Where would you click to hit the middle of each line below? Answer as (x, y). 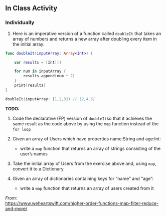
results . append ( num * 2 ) (49, 76)
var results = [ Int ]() (38, 62)
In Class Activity (31, 8)
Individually (20, 23)
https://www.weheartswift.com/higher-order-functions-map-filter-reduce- (82, 203)
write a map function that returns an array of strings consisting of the (90, 148)
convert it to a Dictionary (38, 169)
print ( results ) (30, 85)
